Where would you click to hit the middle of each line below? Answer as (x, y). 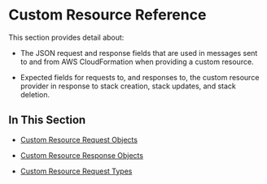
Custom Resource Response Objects (82, 155)
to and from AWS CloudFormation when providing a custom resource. (137, 62)
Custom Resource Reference (107, 15)
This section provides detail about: (66, 37)
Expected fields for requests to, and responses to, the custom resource (140, 77)
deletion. (35, 94)
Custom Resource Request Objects (79, 139)
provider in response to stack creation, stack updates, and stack (128, 86)
